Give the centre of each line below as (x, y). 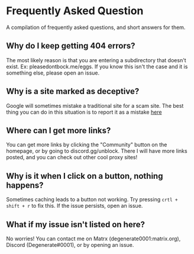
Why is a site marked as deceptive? (73, 91)
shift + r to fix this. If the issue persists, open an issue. (75, 206)
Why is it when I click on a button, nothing (85, 176)
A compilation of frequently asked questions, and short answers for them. (96, 27)
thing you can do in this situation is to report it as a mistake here (84, 112)
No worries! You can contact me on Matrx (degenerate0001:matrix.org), (93, 239)
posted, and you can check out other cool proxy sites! (72, 157)
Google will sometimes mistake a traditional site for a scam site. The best (95, 105)
